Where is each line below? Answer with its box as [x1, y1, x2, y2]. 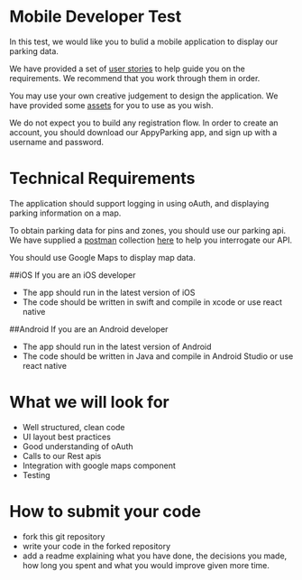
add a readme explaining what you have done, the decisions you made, [22, 550, 288, 561]
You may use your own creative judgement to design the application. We [9, 90, 279, 101]
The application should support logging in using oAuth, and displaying [9, 198, 270, 208]
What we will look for [9, 392, 169, 412]
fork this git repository [22, 530, 105, 542]
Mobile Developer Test [9, 6, 182, 27]
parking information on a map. [9, 207, 122, 218]
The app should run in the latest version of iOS [22, 287, 196, 298]
